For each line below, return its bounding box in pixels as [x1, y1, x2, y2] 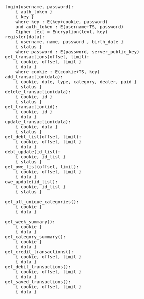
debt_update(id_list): [5, 149, 61, 154]
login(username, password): [5, 4, 74, 9]
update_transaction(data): [5, 119, 71, 124]
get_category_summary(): [5, 234, 66, 239]
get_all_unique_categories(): [5, 199, 79, 204]
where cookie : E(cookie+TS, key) [15, 69, 100, 74]
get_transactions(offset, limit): [5, 54, 90, 59]
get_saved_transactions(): [5, 279, 71, 284]
